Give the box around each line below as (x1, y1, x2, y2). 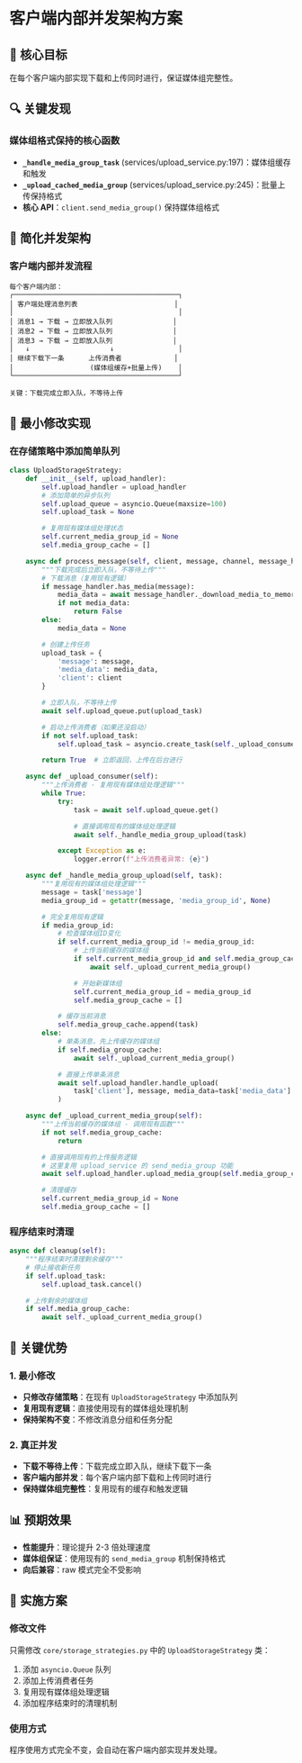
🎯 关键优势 (9, 1340, 67, 1355)
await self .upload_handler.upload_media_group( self (41, 1170, 240, 1179)
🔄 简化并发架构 (9, 231, 92, 246)
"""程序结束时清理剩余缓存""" (25, 1255, 124, 1264)
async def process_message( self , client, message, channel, (25, 556, 255, 565)
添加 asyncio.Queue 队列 (22, 1663, 111, 1675)
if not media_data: (57, 599, 130, 608)
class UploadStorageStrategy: (9, 466, 123, 475)
